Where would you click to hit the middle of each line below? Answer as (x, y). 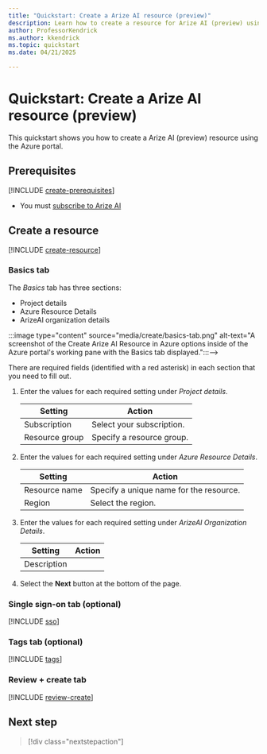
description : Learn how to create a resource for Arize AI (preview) (126, 23)
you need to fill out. (40, 376)
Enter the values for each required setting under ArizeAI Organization (133, 522)
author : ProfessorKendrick (53, 30)
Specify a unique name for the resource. (165, 489)
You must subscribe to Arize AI (70, 205)
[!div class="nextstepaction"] (75, 741)
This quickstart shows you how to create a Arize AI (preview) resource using (133, 137)
